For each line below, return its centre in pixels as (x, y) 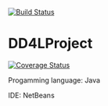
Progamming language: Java (54, 80)
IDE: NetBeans (31, 95)
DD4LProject (50, 44)
